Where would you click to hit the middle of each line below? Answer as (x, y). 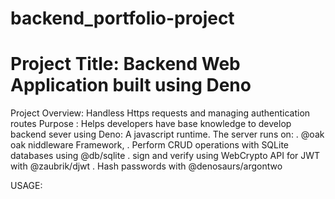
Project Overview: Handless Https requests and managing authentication (160, 113)
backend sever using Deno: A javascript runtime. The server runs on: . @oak (167, 134)
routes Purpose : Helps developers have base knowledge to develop (151, 124)
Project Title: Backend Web (125, 64)
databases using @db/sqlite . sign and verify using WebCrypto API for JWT (165, 156)
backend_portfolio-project (122, 18)
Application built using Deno (131, 85)
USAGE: (26, 186)
